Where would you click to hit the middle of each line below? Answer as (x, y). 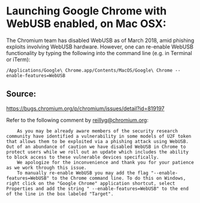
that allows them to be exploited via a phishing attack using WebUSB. (97, 141)
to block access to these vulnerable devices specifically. (83, 157)
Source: (21, 94)
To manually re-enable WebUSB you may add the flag (83, 173)
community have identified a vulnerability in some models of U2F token (99, 136)
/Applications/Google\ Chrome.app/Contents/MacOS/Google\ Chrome (89, 70)
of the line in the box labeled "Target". (60, 194)
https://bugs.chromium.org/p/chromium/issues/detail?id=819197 (85, 108)
